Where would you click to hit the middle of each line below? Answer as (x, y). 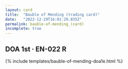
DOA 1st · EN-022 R (36, 49)
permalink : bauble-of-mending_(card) (45, 24)
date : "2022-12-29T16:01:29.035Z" (43, 19)
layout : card (19, 10)
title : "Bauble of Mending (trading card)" (52, 15)
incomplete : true (23, 29)
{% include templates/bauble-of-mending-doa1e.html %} (64, 61)
